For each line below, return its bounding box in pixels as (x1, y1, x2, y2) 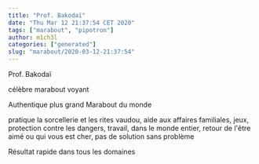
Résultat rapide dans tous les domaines (8, 147, 136, 156)
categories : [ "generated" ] (8, 41, 97, 49)
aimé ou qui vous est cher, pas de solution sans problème (8, 132, 195, 141)
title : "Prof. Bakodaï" (8, 11, 86, 20)
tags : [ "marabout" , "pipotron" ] (8, 26, 114, 34)
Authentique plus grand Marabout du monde (8, 100, 152, 109)
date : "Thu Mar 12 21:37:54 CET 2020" (8, 19, 135, 27)
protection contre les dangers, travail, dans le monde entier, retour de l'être (8, 123, 251, 133)
